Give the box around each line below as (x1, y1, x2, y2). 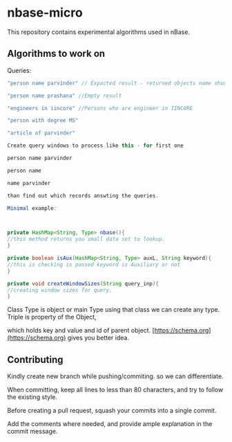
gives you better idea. (67, 334, 130, 342)
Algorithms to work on (7, 48, 106, 60)
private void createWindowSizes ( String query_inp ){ (7, 280, 159, 287)
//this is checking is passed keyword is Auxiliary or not (7, 261, 181, 268)
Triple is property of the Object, (7, 313, 97, 321)
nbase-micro (7, 5, 83, 21)
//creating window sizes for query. (7, 286, 113, 294)
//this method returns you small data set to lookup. (7, 236, 166, 243)
